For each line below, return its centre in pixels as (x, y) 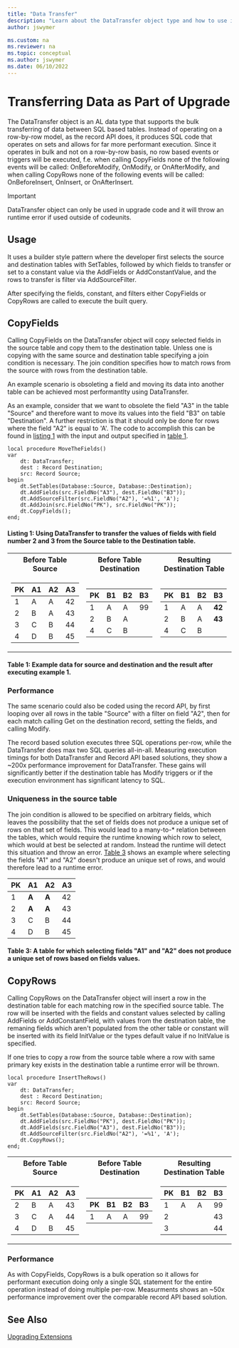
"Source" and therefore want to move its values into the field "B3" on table (116, 413)
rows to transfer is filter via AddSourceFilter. (72, 279)
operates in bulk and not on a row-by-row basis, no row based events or (113, 152)
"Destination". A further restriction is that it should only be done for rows (113, 421)
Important (22, 196)
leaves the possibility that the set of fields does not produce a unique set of (118, 822)
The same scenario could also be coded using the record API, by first (109, 706)
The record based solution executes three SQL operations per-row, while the (119, 743)
